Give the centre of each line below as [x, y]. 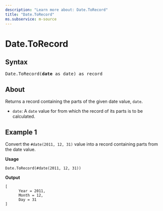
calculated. [24, 116]
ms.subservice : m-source [31, 19]
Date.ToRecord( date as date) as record [54, 74]
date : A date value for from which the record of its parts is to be [78, 111]
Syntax [16, 62]
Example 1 [21, 132]
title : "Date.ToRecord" [30, 14]
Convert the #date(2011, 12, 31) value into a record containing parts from [81, 144]
